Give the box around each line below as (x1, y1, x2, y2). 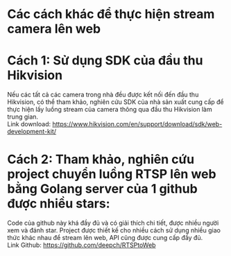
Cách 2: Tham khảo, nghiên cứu (7, 152, 195, 167)
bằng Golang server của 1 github (7, 181, 198, 197)
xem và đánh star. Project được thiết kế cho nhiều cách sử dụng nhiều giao (7, 226, 221, 234)
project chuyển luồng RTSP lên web (7, 167, 216, 182)
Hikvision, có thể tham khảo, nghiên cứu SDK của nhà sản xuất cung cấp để (7, 98, 224, 106)
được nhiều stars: (7, 196, 110, 212)
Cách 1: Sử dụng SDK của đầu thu (7, 53, 203, 69)
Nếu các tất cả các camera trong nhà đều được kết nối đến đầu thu (7, 90, 199, 99)
